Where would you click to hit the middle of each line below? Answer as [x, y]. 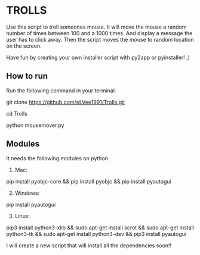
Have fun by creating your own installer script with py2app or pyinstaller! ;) [98, 57]
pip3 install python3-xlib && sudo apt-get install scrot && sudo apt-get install [100, 228]
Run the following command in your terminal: [61, 91]
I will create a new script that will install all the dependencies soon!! [89, 245]
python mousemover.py [35, 125]
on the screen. [24, 46]
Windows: [27, 193]
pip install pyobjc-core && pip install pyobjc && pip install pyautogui [89, 181]
